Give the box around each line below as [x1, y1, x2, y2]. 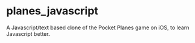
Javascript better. [6, 30, 50, 37]
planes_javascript [6, 4, 99, 18]
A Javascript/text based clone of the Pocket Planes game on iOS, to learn [6, 24, 190, 31]
